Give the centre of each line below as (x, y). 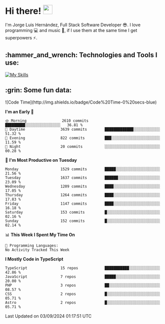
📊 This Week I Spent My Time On (40, 234)
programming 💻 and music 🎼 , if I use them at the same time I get (71, 30)
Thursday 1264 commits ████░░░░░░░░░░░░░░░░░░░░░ (83, 195)
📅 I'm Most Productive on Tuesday (41, 160)
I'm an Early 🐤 (20, 111)
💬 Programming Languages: (32, 246)
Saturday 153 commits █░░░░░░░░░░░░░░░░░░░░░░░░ (83, 212)
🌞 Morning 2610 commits (47, 121)
